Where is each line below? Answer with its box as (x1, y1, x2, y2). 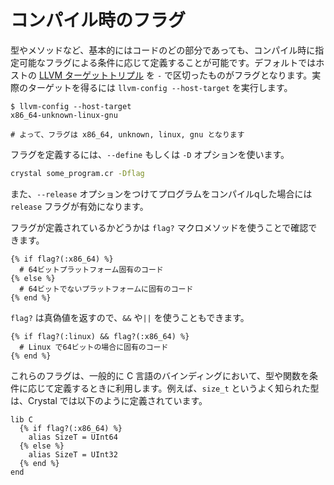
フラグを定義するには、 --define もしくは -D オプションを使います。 (10, 148, 290, 160)
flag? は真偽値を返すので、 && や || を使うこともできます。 (10, 311, 250, 323)
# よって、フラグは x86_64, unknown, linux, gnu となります (10, 129, 245, 140)
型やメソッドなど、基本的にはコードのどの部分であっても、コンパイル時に (10, 44, 316, 56)
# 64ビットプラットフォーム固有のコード (19, 264, 164, 275)
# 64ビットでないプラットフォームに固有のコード (19, 284, 194, 294)
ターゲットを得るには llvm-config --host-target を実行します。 (27, 81, 293, 93)
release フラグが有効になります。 (10, 200, 149, 212)
